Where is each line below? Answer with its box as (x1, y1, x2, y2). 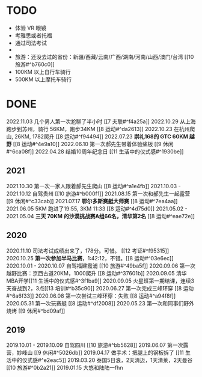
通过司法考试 (14, 39, 47, 46)
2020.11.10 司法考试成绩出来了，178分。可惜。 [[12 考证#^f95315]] (6, 247, 170, 254)
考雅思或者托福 (14, 31, 52, 39)
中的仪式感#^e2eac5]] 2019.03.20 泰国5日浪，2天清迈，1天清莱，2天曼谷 (11, 357, 193, 364)
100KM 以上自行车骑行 (14, 68, 71, 75)
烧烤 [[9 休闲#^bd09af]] (6, 307, 66, 314)
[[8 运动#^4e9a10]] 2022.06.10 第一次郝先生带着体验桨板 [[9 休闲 (13, 140, 174, 147)
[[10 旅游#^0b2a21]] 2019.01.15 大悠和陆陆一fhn (6, 364, 123, 372)
